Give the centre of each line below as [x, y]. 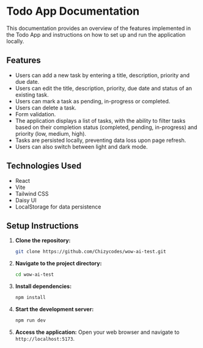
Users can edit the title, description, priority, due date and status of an [104, 88]
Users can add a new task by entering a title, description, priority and [102, 75]
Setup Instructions [42, 225]
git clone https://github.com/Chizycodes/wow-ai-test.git [90, 252]
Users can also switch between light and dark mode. [81, 146]
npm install [30, 298]
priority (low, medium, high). [51, 133]
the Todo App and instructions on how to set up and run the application [96, 34]
